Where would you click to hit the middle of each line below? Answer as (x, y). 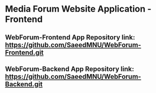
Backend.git (24, 84)
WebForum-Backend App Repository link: (69, 69)
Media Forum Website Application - (78, 9)
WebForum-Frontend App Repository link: (70, 37)
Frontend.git (24, 52)
